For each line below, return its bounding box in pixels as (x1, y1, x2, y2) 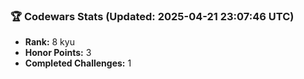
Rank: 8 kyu (24, 36, 75, 48)
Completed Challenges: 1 (24, 57, 132, 69)
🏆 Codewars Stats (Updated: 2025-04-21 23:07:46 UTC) (10, 9, 295, 23)
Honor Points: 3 (24, 47, 92, 59)
